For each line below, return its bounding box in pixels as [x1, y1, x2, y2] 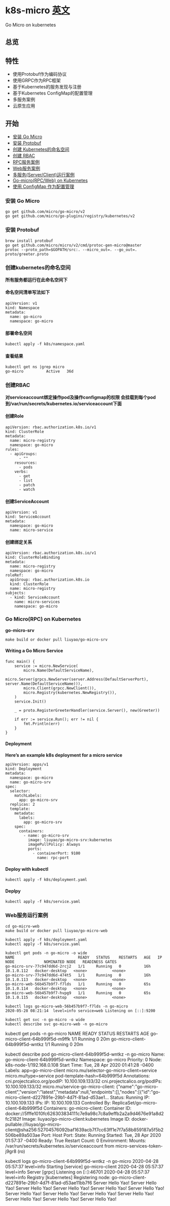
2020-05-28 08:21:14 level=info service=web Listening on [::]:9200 [5, 1008, 156, 1013]
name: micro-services [14, 599, 60, 605]
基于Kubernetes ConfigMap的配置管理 [12, 90, 93, 97]
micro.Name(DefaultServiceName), [23, 668, 94, 673]
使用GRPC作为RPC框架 [12, 77, 61, 84]
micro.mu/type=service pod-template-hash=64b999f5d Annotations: [5, 1072, 150, 1078]
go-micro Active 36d [5, 369, 74, 374]
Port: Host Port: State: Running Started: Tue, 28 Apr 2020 [41, 1132, 161, 1138]
